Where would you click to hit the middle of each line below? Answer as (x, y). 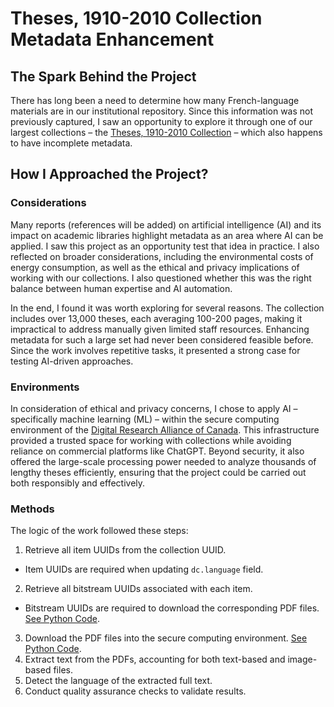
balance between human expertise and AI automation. (121, 288)
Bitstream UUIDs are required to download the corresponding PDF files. (172, 608)
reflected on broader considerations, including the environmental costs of (162, 256)
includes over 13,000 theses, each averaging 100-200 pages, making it (156, 318)
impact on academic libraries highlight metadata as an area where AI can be (167, 235)
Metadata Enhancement (112, 39)
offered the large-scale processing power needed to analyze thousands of (163, 461)
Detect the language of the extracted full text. (118, 681)
